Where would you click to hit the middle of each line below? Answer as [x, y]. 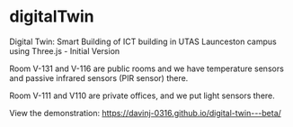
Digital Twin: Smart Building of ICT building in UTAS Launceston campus [143, 41]
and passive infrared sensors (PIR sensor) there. [99, 77]
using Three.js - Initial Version [65, 50]
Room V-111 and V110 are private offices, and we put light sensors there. [142, 95]
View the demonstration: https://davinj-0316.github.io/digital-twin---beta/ [145, 113]
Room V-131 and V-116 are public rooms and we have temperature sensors [147, 68]
